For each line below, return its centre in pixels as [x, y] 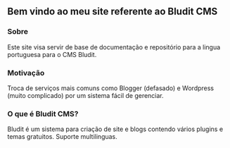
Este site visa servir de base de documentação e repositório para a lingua [114, 47]
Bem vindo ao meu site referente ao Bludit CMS [113, 12]
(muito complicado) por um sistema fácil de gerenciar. [85, 95]
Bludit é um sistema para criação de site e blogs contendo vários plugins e [115, 129]
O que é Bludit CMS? [43, 113]
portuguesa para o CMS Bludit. [52, 54]
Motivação [26, 73]
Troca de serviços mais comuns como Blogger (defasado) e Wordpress [111, 88]
